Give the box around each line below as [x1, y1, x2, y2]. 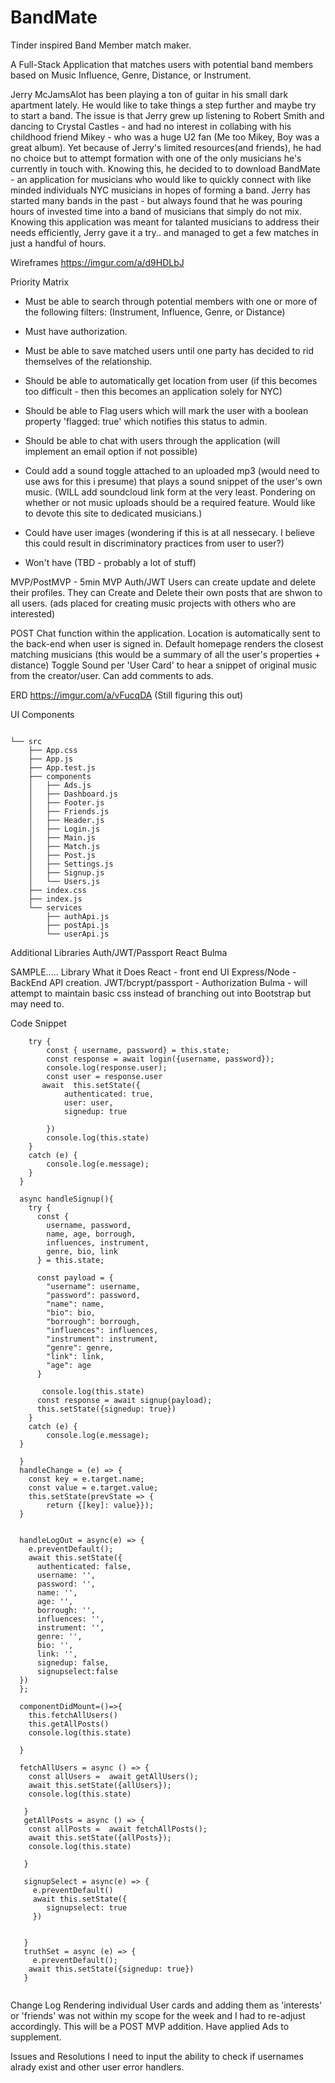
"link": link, [46, 1351, 105, 1361]
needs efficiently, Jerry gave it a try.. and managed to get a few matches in [10, 226, 319, 238]
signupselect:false [36, 1666, 118, 1676]
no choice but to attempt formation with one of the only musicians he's [10, 152, 302, 164]
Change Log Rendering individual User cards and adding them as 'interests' [10, 1999, 323, 2011]
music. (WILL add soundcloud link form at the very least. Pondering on [24, 486, 316, 498]
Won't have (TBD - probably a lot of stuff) [24, 556, 197, 568]
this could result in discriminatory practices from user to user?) [24, 537, 285, 549]
